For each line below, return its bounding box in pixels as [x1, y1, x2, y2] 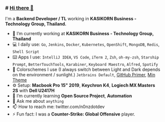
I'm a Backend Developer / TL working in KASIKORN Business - [5, 16, 137, 22]
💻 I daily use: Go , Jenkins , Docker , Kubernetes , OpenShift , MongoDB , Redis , [12, 42, 160, 48]
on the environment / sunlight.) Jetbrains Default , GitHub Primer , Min [12, 72, 156, 78]
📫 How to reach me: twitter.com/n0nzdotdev [12, 104, 105, 110]
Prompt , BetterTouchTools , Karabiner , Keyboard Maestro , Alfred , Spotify [12, 61, 159, 67]
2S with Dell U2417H [12, 88, 55, 94]
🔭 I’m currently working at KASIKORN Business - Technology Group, [12, 31, 154, 37]
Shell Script [12, 50, 40, 55]
